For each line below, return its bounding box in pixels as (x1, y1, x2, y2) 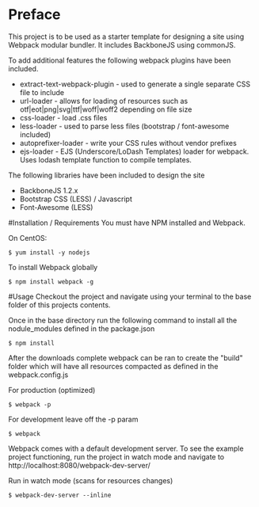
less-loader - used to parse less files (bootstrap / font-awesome (19, 121, 230, 131)
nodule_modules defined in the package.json (8, 323, 155, 334)
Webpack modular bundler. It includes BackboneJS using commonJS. (8, 40, 236, 49)
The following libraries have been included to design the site (8, 170, 205, 180)
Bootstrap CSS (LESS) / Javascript (19, 194, 133, 204)
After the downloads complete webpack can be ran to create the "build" (8, 353, 243, 362)
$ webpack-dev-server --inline (8, 491, 112, 499)
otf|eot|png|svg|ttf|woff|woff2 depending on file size (19, 105, 192, 114)
